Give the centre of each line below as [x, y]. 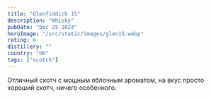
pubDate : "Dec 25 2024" [42, 27]
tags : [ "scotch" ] [33, 60]
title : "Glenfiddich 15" [44, 14]
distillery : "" [30, 47]
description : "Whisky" [41, 21]
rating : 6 [22, 40]
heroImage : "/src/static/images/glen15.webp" [75, 34]
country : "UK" [28, 54]
